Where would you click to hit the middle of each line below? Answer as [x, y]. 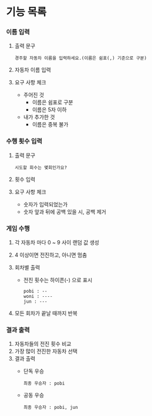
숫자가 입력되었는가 [45, 204]
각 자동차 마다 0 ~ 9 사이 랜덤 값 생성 [57, 243]
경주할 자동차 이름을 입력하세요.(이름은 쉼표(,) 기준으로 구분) [81, 58]
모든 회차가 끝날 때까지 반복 [46, 313]
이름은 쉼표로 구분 [53, 102]
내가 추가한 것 [39, 117]
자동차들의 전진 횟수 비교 [43, 344]
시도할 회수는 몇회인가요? [41, 168]
